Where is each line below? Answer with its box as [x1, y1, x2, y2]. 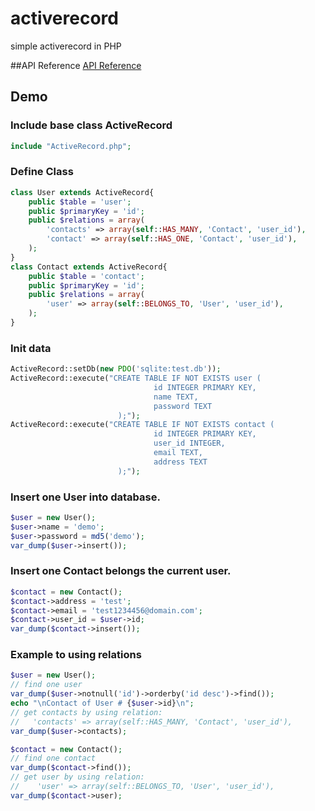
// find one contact [10, 753, 97, 764]
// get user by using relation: [10, 772, 145, 782]
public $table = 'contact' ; [28, 271, 145, 281]
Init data [10, 341, 52, 355]
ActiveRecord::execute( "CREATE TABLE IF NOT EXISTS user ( [10, 373, 262, 384]
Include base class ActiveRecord [10, 118, 173, 132]
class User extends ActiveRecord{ [10, 187, 155, 197]
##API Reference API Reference [10, 59, 142, 71]
